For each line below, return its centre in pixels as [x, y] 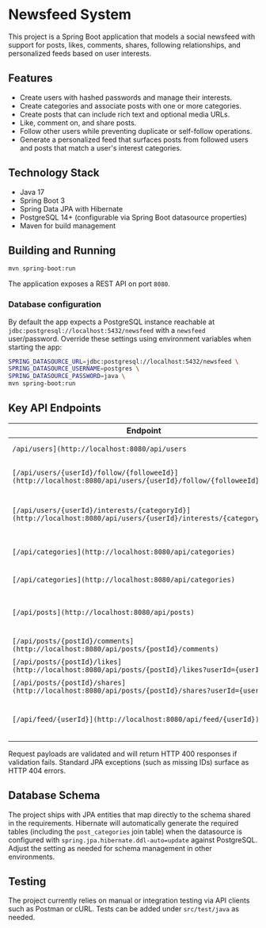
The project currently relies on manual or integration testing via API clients [129, 900]
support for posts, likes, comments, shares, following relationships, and [125, 44]
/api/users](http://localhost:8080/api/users [99, 449]
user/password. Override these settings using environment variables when [130, 338]
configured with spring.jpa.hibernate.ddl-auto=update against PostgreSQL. [133, 840]
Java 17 [32, 192]
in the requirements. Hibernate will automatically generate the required [123, 823]
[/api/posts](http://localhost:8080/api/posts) [104, 612]
